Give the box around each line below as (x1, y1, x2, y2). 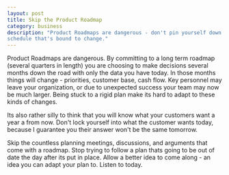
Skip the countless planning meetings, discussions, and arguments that (7, 139, 208, 147)
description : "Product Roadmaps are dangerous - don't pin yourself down (7, 29, 222, 36)
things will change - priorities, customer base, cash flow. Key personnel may (7, 76, 222, 84)
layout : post (7, 10, 44, 17)
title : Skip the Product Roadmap (7, 16, 103, 23)
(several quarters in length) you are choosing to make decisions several (7, 62, 208, 70)
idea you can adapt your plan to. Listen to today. (7, 161, 143, 169)
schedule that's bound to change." (7, 36, 109, 42)
